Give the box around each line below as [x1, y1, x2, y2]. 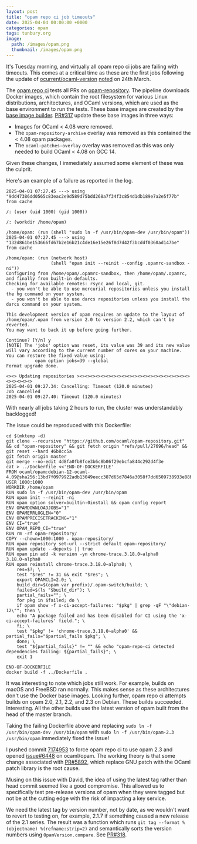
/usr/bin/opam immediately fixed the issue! [6, 734, 110, 741]
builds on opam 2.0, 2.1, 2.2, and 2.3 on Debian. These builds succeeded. [6, 698, 184, 705]
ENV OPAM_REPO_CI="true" [6, 525, 67, 531]
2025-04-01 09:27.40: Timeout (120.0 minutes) [6, 394, 122, 400]
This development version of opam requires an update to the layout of [6, 312, 185, 318]
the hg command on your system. [6, 291, 85, 297]
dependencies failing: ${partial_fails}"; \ [6, 649, 117, 654]
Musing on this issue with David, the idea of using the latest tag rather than [6, 776, 187, 783]
